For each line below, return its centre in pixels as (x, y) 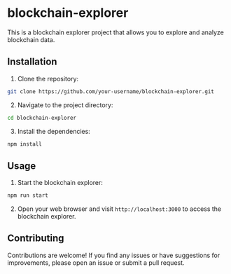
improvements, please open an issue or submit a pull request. (96, 262)
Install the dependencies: (54, 131)
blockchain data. (31, 39)
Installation (32, 62)
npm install (24, 144)
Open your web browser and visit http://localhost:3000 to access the (119, 209)
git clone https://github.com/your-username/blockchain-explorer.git (111, 91)
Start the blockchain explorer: (60, 183)
